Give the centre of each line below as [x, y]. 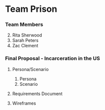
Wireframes [24, 103]
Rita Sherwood [27, 35]
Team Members [24, 25]
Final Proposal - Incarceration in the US [52, 59]
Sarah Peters [25, 40]
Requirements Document [37, 93]
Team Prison [31, 9]
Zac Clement [25, 46]
